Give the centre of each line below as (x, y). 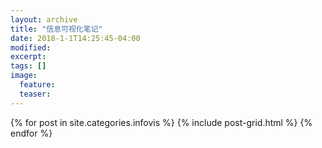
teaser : (35, 94)
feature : (37, 85)
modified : (31, 47)
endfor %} (31, 133)
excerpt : (28, 57)
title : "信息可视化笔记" (56, 29)
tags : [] (28, 66)
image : (24, 76)
